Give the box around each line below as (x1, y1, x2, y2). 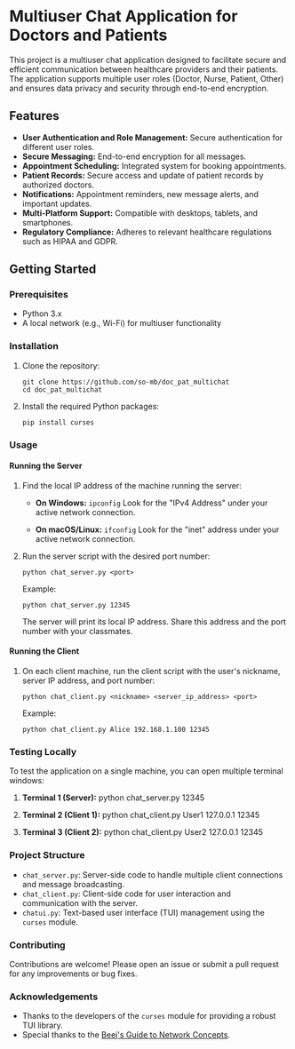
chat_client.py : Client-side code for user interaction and (21, 888, 231, 899)
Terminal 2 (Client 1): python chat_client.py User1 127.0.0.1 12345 (21, 810, 260, 821)
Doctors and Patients (9, 25, 168, 45)
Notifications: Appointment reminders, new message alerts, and (21, 188, 259, 199)
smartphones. (21, 217, 74, 227)
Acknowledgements (9, 990, 99, 1003)
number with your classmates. (21, 625, 133, 636)
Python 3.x (21, 308, 62, 319)
